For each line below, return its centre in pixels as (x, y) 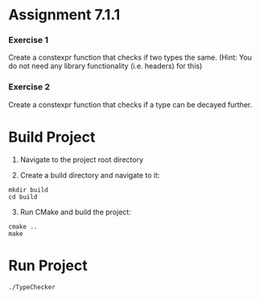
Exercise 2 (29, 87)
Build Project (52, 137)
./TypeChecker (32, 287)
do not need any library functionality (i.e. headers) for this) (105, 66)
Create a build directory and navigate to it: (90, 175)
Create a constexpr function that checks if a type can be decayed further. (130, 104)
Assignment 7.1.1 (64, 15)
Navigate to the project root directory (81, 160)
